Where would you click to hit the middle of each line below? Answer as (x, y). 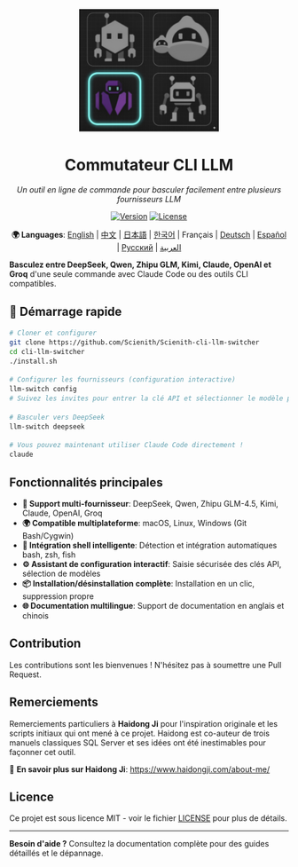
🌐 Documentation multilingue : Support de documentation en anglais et (153, 606)
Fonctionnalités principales (86, 482)
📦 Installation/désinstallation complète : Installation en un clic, (138, 584)
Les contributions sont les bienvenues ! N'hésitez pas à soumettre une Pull (145, 665)
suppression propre (58, 596)
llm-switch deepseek (47, 426)
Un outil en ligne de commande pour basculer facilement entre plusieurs (149, 190)
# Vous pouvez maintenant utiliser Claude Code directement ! (126, 445)
